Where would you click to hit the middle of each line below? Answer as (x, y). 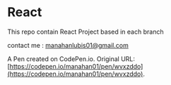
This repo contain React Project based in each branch (85, 32)
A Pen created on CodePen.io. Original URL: (71, 59)
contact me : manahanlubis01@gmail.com (68, 45)
